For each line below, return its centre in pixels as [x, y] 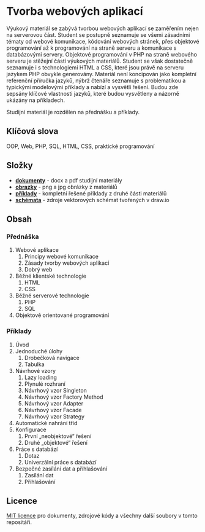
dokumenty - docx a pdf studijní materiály [69, 180]
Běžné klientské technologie [51, 276]
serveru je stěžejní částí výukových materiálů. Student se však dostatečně [100, 61]
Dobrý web [38, 270]
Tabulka [34, 364]
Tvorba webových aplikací [75, 11]
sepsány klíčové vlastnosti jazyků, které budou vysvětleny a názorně [93, 93]
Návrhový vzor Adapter [54, 403]
